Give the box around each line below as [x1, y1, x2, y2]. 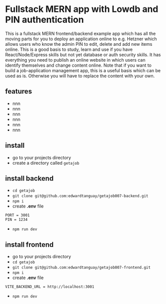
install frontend [5, 240, 54, 249]
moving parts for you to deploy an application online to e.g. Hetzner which [5, 36, 157, 42]
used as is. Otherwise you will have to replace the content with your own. [5, 73, 155, 79]
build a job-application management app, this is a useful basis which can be [5, 67, 161, 73]
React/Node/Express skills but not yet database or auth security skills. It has [5, 51, 161, 58]
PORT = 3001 [5, 213, 30, 218]
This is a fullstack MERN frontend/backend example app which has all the [5, 30, 156, 36]
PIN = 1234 [5, 217, 28, 222]
